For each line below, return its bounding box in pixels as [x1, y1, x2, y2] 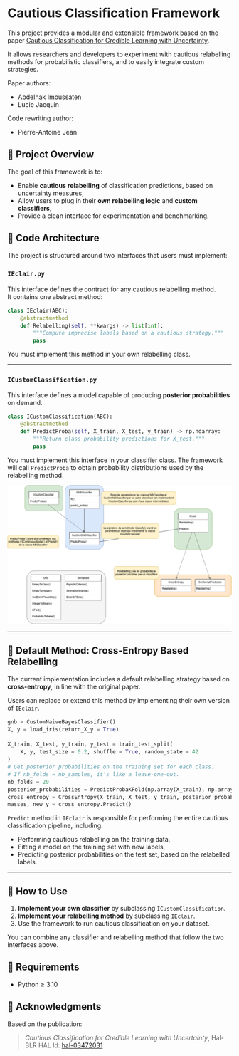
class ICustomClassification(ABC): [7, 413, 113, 420]
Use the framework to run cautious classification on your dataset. [17, 919, 210, 928]
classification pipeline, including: [7, 821, 103, 830]
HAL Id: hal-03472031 [38, 1041, 103, 1050]
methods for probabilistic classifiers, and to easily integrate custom [7, 57, 205, 66]
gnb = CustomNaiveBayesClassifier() [7, 718, 116, 726]
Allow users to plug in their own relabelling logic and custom [17, 196, 198, 204]
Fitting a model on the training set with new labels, [17, 842, 166, 852]
